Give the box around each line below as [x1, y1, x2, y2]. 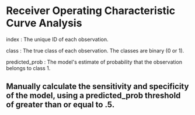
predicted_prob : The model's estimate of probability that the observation [6, 58, 183, 65]
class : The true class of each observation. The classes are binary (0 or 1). [6, 47, 184, 54]
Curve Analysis [6, 16, 82, 30]
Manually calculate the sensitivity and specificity [6, 82, 189, 92]
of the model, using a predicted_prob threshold [6, 90, 181, 100]
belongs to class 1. [6, 64, 51, 71]
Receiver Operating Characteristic [6, 4, 176, 18]
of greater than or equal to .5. [6, 100, 115, 110]
